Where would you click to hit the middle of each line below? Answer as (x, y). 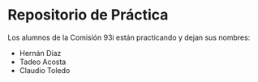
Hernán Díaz (40, 53)
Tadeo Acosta (43, 62)
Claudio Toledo (45, 70)
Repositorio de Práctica (88, 15)
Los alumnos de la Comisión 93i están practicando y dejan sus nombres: (129, 37)
